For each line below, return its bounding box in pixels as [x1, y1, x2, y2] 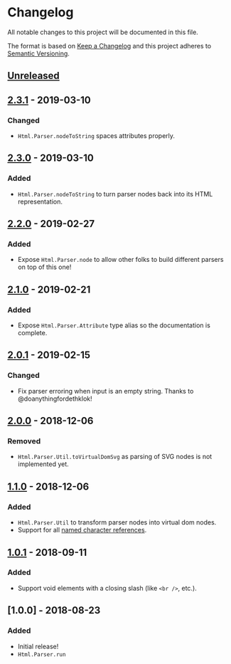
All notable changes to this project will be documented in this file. [7, 28, 199, 36]
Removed [7, 436, 41, 446]
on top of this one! [17, 263, 72, 271]
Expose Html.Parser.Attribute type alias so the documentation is [17, 321, 211, 330]
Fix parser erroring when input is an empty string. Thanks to [17, 386, 194, 395]
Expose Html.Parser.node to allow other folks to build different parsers [17, 255, 224, 264]
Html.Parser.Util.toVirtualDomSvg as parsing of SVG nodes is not [17, 453, 213, 461]
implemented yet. [17, 460, 69, 468]
